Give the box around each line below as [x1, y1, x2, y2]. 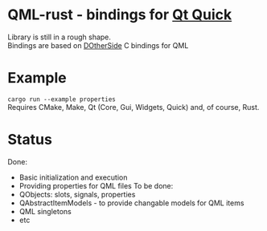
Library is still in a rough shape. [7, 32, 112, 42]
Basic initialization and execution [18, 172, 128, 182]
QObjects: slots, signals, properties [18, 189, 136, 199]
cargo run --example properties [7, 95, 116, 103]
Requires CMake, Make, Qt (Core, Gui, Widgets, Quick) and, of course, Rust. [7, 102, 260, 111]
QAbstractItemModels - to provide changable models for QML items [18, 198, 244, 208]
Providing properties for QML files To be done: [18, 180, 174, 190]
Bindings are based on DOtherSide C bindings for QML [7, 40, 189, 50]
